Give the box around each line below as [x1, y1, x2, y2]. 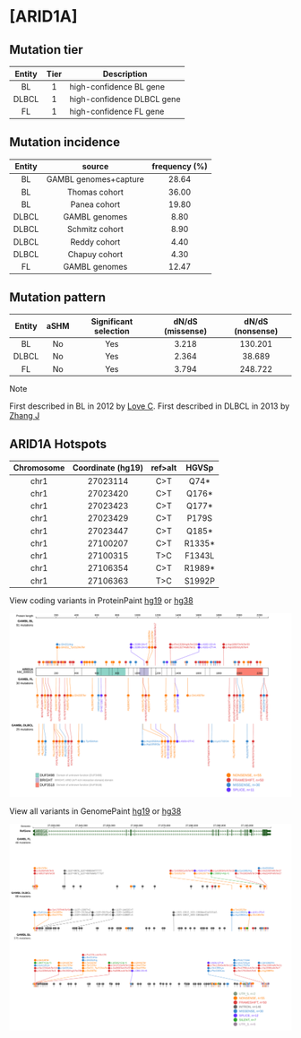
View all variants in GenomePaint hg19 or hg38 [9, 805, 182, 817]
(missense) [164, 325, 208, 336]
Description [102, 68, 148, 79]
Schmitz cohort [66, 224, 124, 235]
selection [93, 325, 130, 336]
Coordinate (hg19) [72, 463, 143, 473]
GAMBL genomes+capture [46, 174, 145, 185]
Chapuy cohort [67, 248, 124, 259]
